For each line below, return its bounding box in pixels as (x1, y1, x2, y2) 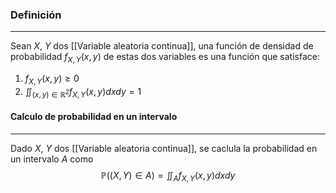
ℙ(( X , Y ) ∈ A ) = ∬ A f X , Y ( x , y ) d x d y (100, 169, 236, 183)
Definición (10, 8, 62, 22)
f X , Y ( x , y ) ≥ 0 (24, 73, 80, 87)
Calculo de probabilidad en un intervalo (10, 111, 178, 123)
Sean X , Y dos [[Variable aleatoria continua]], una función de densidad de (10, 40, 314, 52)
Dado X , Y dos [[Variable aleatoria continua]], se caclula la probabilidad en (10, 142, 318, 154)
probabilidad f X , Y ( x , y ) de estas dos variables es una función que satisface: (10, 51, 320, 65)
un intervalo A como (10, 153, 94, 165)
